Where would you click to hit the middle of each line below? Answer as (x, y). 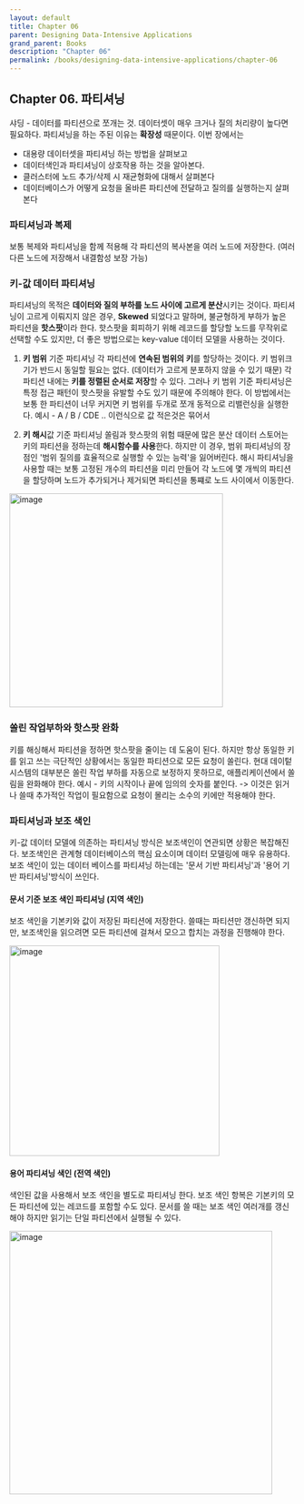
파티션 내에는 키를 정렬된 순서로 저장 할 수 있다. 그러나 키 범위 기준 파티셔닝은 (157, 381)
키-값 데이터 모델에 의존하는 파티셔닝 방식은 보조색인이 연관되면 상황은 (134, 842)
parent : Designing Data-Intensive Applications (101, 35)
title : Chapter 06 (44, 26)
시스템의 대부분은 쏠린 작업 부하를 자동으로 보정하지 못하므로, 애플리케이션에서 (147, 772)
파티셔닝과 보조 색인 (50, 821)
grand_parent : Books (49, 43)
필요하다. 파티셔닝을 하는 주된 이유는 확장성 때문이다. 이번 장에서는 (127, 134)
